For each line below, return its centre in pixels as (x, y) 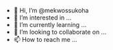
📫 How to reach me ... (45, 40)
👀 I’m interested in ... (42, 18)
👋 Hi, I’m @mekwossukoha (51, 10)
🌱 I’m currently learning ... (50, 25)
